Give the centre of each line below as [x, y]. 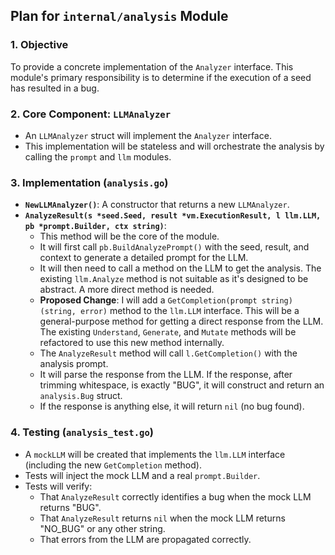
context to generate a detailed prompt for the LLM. [144, 258]
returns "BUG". [70, 507]
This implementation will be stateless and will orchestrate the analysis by [174, 146]
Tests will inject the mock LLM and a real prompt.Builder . [142, 475]
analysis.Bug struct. [81, 396]
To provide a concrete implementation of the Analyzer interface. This [152, 66]
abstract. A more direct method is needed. [127, 290]
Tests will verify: [58, 486]
